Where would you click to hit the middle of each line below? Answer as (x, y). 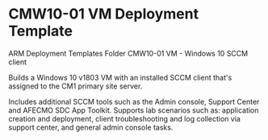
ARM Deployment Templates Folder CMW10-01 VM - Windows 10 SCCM (128, 53)
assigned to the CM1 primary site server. (75, 86)
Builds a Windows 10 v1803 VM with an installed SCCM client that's (120, 77)
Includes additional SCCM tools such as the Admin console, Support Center (134, 101)
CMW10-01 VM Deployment (104, 14)
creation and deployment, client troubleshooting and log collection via (124, 118)
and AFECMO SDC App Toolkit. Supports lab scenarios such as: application (134, 110)
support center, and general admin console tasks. (91, 127)
